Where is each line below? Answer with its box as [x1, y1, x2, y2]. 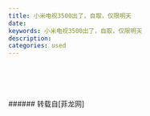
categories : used [8, 42, 67, 50]
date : [8, 19, 26, 27]
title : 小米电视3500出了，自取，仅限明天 [8, 11, 132, 20]
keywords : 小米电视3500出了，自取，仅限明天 [8, 27, 143, 35]
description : [8, 34, 52, 43]
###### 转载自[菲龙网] [8, 99, 85, 109]
